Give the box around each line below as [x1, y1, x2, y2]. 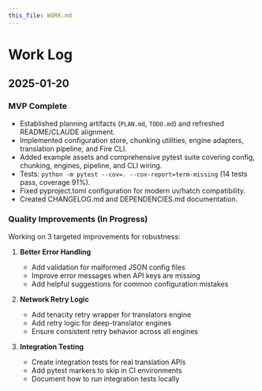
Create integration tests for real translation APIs [31, 357, 186, 367]
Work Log [8, 45, 73, 63]
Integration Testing [19, 341, 84, 352]
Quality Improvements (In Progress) [8, 214, 148, 225]
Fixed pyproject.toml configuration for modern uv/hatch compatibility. [19, 186, 246, 195]
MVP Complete [8, 100, 68, 111]
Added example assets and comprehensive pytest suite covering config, [19, 152, 255, 162]
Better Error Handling [19, 246, 92, 257]
